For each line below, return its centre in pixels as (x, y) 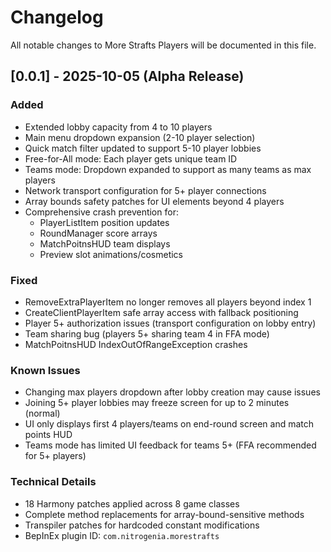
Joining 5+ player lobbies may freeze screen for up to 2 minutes (157, 403)
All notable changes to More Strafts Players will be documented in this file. (163, 45)
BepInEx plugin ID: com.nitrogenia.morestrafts (122, 535)
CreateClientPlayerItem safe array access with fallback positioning (161, 312)
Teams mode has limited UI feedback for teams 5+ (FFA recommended (170, 445)
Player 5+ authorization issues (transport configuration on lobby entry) (170, 323)
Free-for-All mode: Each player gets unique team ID (131, 158)
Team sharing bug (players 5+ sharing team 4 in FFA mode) (147, 333)
